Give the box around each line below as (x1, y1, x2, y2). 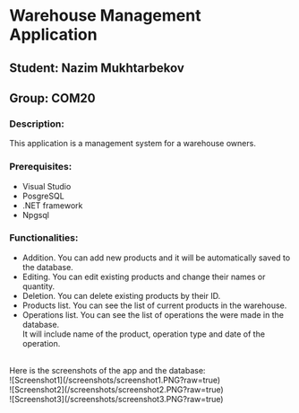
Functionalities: (9, 232, 79, 244)
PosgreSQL (21, 190, 64, 201)
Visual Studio (21, 180, 72, 191)
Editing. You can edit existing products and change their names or (21, 271, 266, 282)
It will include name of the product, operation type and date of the (21, 329, 266, 339)
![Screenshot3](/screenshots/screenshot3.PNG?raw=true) (9, 393, 224, 404)
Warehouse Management (9, 5, 201, 26)
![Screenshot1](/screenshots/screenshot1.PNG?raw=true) (9, 374, 221, 385)
